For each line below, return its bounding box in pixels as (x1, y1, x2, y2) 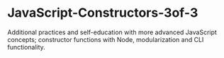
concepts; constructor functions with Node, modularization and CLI (7, 35, 204, 43)
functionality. (7, 43, 46, 51)
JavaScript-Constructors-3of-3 (7, 5, 198, 21)
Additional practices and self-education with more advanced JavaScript (7, 28, 218, 36)
